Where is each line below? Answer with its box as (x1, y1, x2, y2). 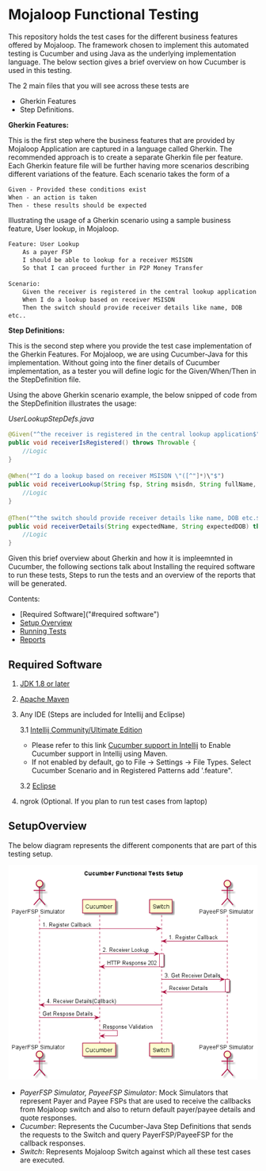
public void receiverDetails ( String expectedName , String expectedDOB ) (8, 522, 249, 530)
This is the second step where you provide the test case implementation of (8, 341, 252, 350)
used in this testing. (8, 65, 73, 75)
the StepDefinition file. (8, 375, 82, 384)
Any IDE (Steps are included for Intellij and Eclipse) (19, 710, 186, 719)
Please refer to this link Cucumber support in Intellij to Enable (31, 741, 231, 749)
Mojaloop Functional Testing (8, 6, 199, 24)
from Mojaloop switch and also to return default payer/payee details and (19, 1104, 256, 1114)
